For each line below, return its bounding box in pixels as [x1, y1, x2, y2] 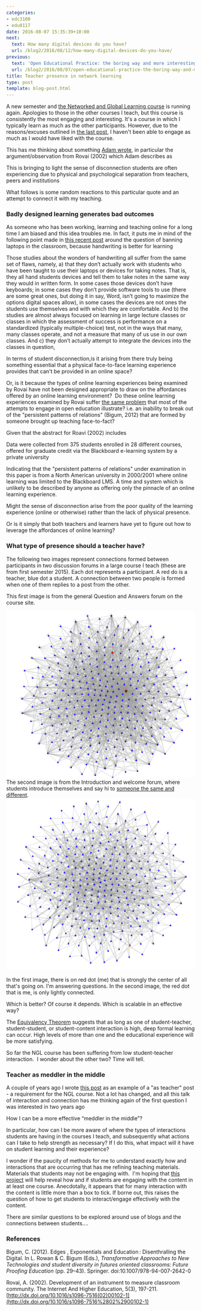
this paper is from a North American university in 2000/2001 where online [6, 471, 188, 479]
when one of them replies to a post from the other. [6, 581, 130, 588]
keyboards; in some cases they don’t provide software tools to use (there [6, 286, 187, 293]
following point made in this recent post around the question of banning [6, 236, 183, 243]
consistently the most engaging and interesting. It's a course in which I [6, 116, 181, 123]
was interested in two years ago [6, 1103, 85, 1111]
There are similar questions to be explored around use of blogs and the [6, 1213, 181, 1220]
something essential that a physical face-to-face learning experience [6, 362, 176, 369]
